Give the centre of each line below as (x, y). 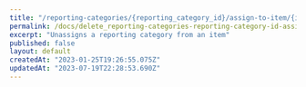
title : (22, 18)
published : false (42, 43)
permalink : (30, 26)
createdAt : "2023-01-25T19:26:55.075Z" (85, 60)
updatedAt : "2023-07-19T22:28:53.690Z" (85, 69)
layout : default (40, 52)
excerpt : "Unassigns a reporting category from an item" (120, 34)
